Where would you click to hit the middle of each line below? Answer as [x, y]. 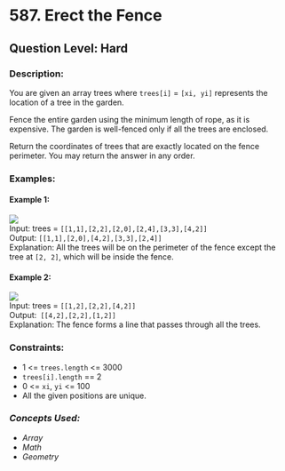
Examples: [32, 179]
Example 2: [30, 277]
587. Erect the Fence [86, 16]
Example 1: [30, 200]
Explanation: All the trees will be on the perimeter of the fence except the [143, 247]
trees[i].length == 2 [62, 376]
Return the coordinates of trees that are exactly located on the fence [135, 146]
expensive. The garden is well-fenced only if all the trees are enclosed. [139, 129]
